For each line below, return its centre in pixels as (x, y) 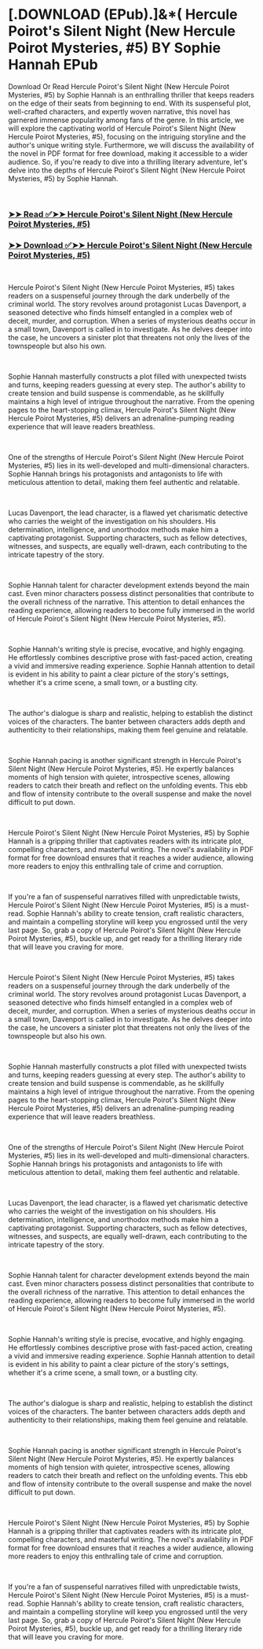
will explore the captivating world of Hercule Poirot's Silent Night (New (122, 128)
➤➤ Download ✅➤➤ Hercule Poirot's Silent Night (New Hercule (130, 245)
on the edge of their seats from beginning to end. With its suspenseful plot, (130, 103)
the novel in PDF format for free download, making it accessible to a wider (128, 153)
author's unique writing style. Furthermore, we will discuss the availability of (131, 145)
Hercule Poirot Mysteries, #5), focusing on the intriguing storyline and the (127, 136)
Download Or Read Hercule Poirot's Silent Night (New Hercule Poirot (119, 86)
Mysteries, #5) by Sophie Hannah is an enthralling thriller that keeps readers (131, 94)
